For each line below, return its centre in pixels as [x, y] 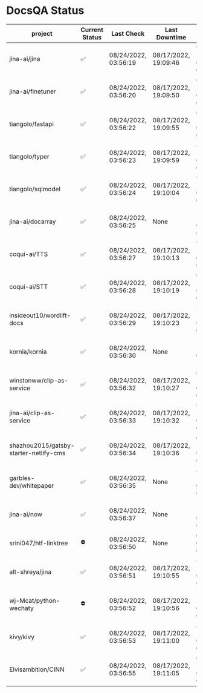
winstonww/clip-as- [39, 380]
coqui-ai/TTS [29, 254]
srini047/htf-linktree [39, 543]
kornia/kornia [28, 352]
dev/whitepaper [32, 485]
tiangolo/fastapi [32, 123]
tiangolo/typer [29, 156]
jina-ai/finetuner [33, 91]
